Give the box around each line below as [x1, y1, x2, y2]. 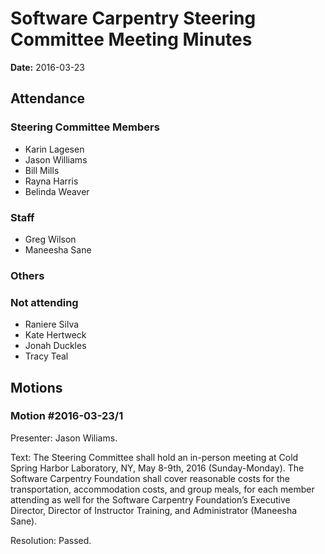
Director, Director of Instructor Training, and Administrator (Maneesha [10, 504, 298, 516]
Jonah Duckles [24, 340, 87, 352]
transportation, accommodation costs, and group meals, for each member [10, 483, 315, 495]
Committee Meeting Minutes [10, 28, 253, 51]
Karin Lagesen [24, 143, 85, 155]
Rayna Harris [24, 175, 79, 187]
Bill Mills [24, 164, 60, 176]
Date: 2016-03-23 [10, 61, 86, 73]
